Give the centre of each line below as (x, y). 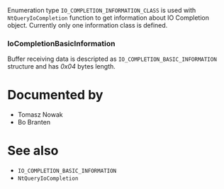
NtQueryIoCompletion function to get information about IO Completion (108, 18)
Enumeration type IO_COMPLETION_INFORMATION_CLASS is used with (102, 10)
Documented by (55, 95)
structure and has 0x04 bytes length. (61, 67)
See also (33, 151)
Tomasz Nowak (40, 115)
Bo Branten (34, 122)
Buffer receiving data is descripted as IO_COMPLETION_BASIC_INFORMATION (112, 59)
